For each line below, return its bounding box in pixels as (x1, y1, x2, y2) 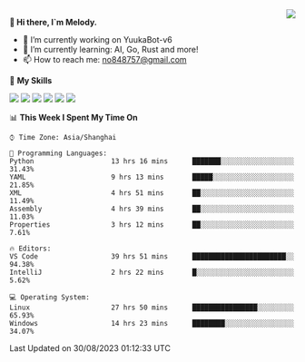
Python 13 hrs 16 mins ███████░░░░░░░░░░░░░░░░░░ (9, 157, 295, 166)
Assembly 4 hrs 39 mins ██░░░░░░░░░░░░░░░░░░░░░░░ (9, 204, 295, 213)
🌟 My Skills (9, 75, 53, 85)
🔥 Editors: (9, 244, 52, 253)
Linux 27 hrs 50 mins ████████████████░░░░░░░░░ (9, 303, 295, 312)
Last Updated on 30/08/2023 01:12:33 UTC (9, 343, 171, 353)
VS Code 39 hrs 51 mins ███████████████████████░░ (9, 252, 295, 261)
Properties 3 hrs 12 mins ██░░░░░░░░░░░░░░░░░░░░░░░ (9, 220, 295, 230)
